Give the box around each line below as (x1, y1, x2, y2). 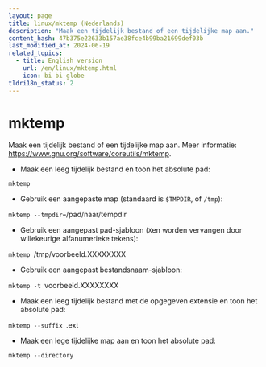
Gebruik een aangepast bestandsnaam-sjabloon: (19, 265, 183, 274)
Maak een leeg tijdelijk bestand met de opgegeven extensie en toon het (19, 296, 258, 306)
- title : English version (15, 57, 103, 65)
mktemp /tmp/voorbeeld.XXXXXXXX (8, 249, 127, 259)
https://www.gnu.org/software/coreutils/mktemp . (8, 149, 172, 159)
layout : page (8, 11, 52, 20)
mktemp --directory (8, 352, 74, 360)
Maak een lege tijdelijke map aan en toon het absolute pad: (19, 336, 216, 346)
